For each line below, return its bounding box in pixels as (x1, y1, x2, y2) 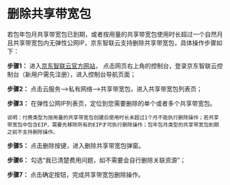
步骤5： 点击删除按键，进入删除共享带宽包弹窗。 (7, 141, 145, 150)
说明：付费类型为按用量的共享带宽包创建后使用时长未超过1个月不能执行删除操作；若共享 (7, 114, 219, 121)
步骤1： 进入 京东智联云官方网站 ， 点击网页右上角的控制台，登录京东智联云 (7, 61, 217, 70)
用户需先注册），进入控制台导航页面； (30, 70, 136, 79)
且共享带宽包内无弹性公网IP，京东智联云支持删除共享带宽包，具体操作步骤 (7, 38, 217, 46)
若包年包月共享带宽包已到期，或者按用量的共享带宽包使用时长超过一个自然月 (7, 30, 223, 38)
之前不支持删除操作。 (7, 128, 58, 135)
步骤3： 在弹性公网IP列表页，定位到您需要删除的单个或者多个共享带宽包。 (7, 99, 216, 107)
